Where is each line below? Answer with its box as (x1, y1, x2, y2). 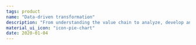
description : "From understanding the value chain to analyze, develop (6, 19, 184, 25)
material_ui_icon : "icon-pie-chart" (6, 25, 95, 31)
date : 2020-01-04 (6, 30, 48, 36)
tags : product (6, 8, 41, 15)
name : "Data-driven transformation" (6, 14, 95, 20)
